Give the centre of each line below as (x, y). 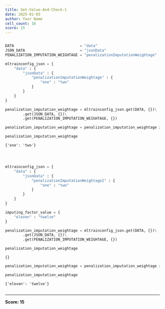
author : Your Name (24, 19)
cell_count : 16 (21, 23)
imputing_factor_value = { (33, 212)
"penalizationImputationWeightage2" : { (73, 180)
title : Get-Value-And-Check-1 (36, 10)
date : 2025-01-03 (23, 14)
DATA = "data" (51, 46)
